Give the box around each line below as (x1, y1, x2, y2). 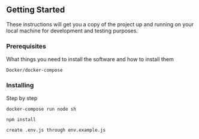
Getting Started (6, 5, 65, 15)
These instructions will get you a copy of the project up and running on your (6, 20, 194, 28)
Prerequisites (6, 42, 46, 50)
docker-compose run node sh (6, 106, 77, 113)
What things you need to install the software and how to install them (6, 56, 174, 63)
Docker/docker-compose (6, 67, 63, 74)
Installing (6, 81, 34, 89)
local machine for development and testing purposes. (6, 27, 138, 34)
